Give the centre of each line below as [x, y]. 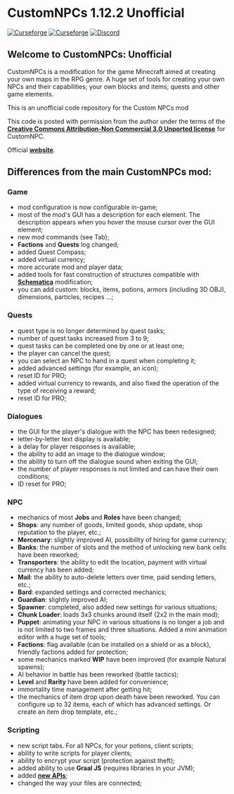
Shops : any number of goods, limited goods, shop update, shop [110, 525]
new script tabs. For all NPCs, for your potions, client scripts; [105, 745]
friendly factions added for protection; [73, 652]
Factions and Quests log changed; [68, 245]
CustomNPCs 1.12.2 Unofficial [96, 13]
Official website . [31, 150]
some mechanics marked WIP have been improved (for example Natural [122, 660]
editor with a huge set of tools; [62, 637]
